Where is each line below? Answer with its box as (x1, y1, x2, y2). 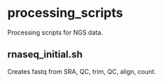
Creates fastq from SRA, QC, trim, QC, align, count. (7, 67, 157, 75)
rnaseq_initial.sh (7, 49, 83, 60)
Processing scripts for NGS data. (7, 28, 103, 37)
